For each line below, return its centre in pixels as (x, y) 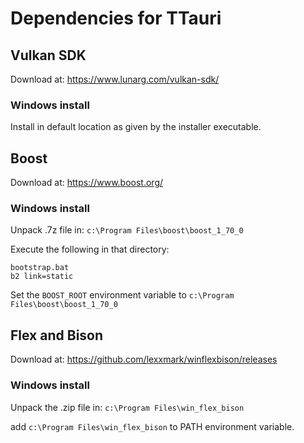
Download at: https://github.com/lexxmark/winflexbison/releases (144, 359)
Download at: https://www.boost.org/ (87, 183)
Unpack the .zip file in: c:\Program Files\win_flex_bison (127, 407)
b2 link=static (42, 277)
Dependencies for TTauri (116, 18)
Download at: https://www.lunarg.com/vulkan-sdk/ (115, 79)
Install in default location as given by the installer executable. (136, 127)
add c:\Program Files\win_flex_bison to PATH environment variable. (152, 426)
